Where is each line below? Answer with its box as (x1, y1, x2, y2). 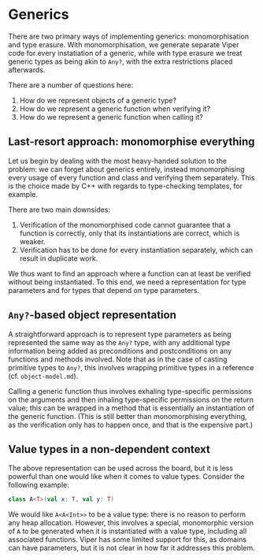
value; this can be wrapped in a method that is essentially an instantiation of (8, 403, 254, 413)
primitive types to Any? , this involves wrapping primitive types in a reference (8, 362, 254, 372)
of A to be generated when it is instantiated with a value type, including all (8, 526, 247, 536)
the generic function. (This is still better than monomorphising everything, (8, 411, 247, 421)
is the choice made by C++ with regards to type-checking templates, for (8, 181, 243, 191)
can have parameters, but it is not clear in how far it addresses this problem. (8, 543, 255, 553)
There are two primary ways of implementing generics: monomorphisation (8, 32, 250, 41)
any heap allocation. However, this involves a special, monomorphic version (8, 518, 254, 528)
